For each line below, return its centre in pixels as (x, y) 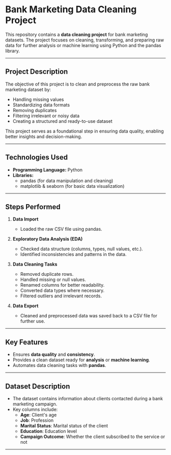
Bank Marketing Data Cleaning (71, 9)
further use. (33, 321)
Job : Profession (37, 420)
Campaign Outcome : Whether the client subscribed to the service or (93, 437)
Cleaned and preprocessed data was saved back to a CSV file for (89, 316)
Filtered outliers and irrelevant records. (61, 296)
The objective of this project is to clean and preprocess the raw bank (78, 84)
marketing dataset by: (28, 89)
